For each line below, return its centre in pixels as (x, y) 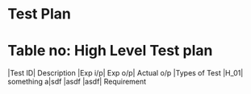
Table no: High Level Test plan (110, 51)
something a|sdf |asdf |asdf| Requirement (77, 82)
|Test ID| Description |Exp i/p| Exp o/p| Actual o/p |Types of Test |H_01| (125, 73)
